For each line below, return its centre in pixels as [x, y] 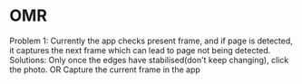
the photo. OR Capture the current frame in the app [105, 70]
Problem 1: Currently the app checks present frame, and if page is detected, [151, 41]
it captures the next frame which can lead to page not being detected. [140, 50]
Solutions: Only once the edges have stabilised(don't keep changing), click [149, 60]
